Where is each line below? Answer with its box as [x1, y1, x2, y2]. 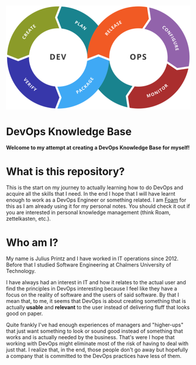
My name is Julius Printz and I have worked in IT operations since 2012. [6, 255, 179, 262]
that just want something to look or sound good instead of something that [6, 328, 183, 335]
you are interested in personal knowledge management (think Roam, [6, 209, 171, 216]
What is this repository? [6, 165, 125, 178]
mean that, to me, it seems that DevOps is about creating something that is [6, 298, 186, 305]
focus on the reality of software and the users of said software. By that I [6, 291, 180, 298]
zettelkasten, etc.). [6, 215, 51, 222]
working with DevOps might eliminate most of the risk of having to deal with [6, 340, 189, 347]
